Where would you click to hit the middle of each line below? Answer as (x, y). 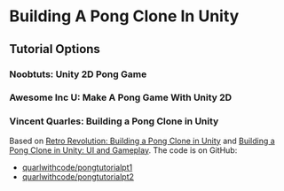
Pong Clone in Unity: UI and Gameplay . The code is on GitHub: (123, 150)
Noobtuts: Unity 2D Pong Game (78, 74)
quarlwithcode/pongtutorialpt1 (77, 167)
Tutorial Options (55, 49)
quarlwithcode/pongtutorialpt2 (78, 176)
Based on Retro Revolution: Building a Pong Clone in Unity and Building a (142, 141)
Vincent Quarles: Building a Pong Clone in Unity (114, 121)
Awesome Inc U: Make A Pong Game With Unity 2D (121, 97)
